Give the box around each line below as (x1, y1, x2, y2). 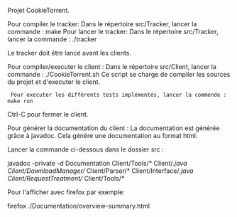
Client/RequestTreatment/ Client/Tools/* (7, 174, 125, 182)
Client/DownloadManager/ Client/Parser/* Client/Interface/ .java (7, 166, 194, 175)
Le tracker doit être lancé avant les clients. (7, 49, 131, 57)
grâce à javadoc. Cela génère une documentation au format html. (7, 132, 198, 139)
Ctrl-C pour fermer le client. (7, 110, 89, 118)
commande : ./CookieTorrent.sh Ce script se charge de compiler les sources (7, 70, 231, 78)
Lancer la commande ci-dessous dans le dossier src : (7, 145, 165, 154)
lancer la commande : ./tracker (7, 35, 97, 43)
